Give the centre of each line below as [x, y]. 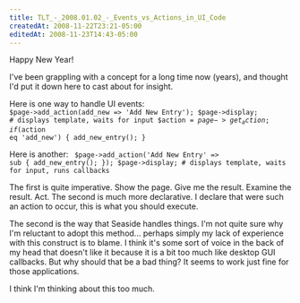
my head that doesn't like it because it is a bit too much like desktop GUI [142, 252]
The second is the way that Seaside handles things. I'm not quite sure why [146, 223]
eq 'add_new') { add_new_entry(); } [77, 137]
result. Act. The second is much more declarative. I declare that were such [146, 196]
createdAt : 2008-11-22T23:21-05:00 [76, 26]
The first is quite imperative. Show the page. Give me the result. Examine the [150, 187]
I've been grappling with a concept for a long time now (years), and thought [149, 77]
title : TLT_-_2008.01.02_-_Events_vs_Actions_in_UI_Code [118, 17]
